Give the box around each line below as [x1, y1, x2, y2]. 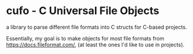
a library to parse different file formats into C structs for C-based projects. [6, 23, 187, 31]
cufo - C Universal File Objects [6, 4, 159, 18]
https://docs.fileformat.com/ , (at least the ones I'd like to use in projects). [6, 41, 185, 48]
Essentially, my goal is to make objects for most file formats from [6, 35, 164, 42]
